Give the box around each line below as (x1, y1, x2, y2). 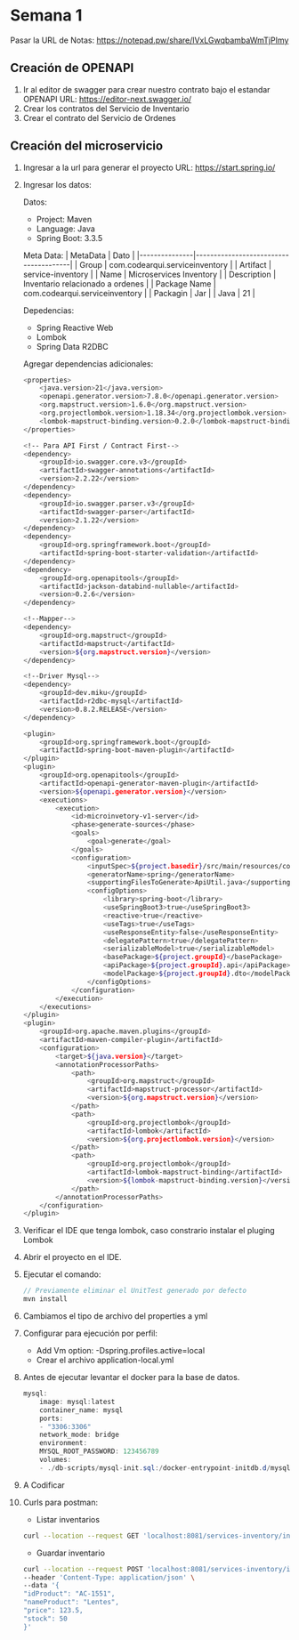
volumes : (39, 1456, 72, 1465)
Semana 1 (10, 5, 83, 26)
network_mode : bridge (39, 1430, 119, 1440)
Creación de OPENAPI (10, 61, 134, 76)
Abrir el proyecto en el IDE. (22, 1252, 122, 1263)
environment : (39, 1439, 88, 1448)
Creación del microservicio (10, 139, 164, 154)
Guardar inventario (36, 1547, 106, 1558)
